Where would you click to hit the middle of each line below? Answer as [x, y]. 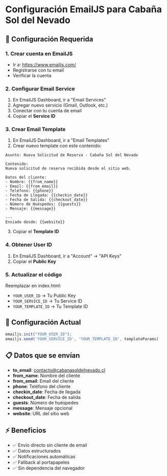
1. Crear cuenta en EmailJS [39, 54]
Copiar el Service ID [34, 116]
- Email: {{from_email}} [32, 186]
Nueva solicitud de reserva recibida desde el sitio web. [68, 169]
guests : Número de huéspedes [45, 403]
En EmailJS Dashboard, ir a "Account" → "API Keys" [67, 256]
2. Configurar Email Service [40, 89]
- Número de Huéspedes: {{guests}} [43, 204]
